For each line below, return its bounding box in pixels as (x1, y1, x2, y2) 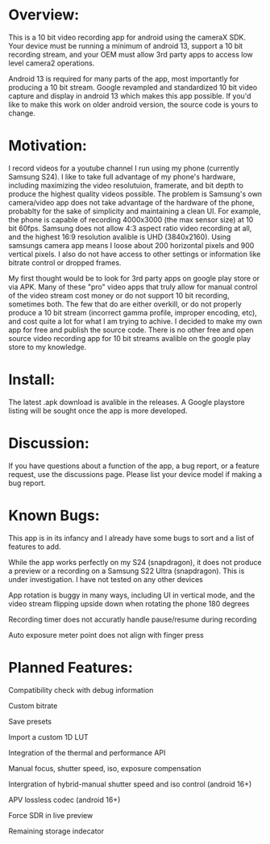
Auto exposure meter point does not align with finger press (8, 630, 204, 639)
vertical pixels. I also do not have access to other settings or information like (8, 249, 261, 259)
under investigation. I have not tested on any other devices (8, 574, 203, 584)
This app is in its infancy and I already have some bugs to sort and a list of (8, 533, 255, 542)
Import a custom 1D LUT (8, 732, 89, 741)
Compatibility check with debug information (8, 685, 154, 694)
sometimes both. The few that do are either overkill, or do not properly (8, 299, 242, 309)
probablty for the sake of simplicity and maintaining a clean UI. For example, (8, 206, 261, 216)
